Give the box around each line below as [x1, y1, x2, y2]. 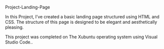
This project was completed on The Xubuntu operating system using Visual [5, 34, 158, 40]
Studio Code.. [5, 39, 33, 45]
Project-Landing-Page [5, 4, 50, 10]
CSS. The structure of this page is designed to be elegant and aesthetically [5, 19, 158, 25]
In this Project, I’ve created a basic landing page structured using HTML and [5, 14, 160, 19]
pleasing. [5, 24, 24, 30]
